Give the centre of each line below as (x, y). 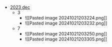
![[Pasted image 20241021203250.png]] (66, 34)
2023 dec (20, 7)
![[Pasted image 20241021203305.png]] (66, 39)
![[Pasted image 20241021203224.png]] (66, 18)
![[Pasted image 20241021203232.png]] (66, 23)
